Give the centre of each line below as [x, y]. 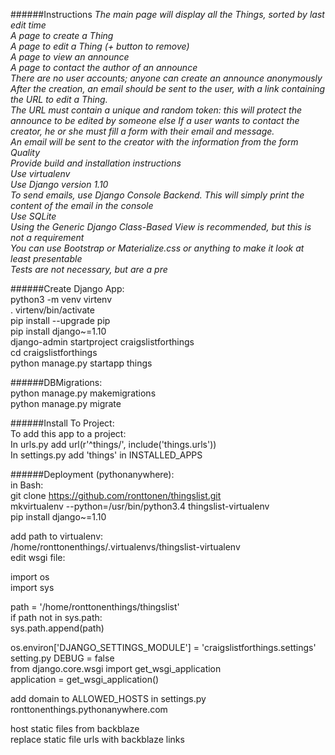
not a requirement [47, 237]
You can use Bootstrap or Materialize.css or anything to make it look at [157, 248]
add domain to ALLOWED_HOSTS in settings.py [108, 698]
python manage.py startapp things [81, 363]
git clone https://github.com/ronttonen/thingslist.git [116, 495]
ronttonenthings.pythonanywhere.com [89, 709]
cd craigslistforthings [54, 352]
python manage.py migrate [66, 403]
